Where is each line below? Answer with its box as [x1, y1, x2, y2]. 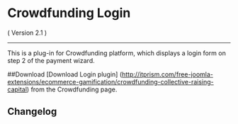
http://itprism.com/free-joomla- [121, 69, 214, 79]
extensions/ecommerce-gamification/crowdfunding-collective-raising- [7, 77, 214, 86]
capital [7, 85, 27, 94]
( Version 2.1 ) [7, 28, 47, 37]
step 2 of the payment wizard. [7, 56, 95, 64]
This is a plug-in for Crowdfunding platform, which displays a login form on [7, 48, 227, 57]
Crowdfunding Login [7, 5, 131, 21]
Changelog [7, 106, 57, 118]
